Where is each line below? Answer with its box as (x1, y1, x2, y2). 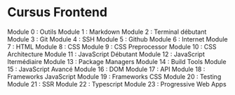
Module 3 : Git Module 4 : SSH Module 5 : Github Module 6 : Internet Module (7, 34, 228, 43)
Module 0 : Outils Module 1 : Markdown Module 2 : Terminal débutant (7, 27, 207, 36)
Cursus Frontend (7, 4, 107, 20)
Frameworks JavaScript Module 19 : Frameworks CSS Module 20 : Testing (7, 72, 222, 81)
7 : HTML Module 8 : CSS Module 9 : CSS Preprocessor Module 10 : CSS (7, 42, 217, 51)
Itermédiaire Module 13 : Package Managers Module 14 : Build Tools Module (7, 57, 227, 65)
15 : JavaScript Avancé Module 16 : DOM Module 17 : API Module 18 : (7, 65, 206, 73)
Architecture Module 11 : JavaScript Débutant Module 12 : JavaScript (7, 50, 205, 58)
